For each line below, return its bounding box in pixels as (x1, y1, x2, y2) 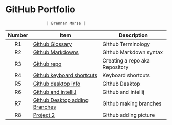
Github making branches (102, 100, 162, 107)
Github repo (33, 60, 62, 67)
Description (118, 32, 148, 39)
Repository (102, 63, 129, 70)
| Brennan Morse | (46, 20, 86, 26)
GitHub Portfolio (5, 4, 75, 15)
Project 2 (33, 111, 55, 118)
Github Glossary (33, 40, 72, 47)
